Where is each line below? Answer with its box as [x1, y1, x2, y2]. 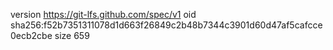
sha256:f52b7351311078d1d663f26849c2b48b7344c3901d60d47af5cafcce [10, 19, 323, 31]
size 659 [54, 30, 90, 41]
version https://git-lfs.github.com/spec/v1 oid [10, 9, 197, 20]
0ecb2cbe [10, 30, 53, 41]
